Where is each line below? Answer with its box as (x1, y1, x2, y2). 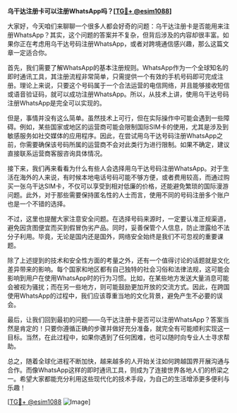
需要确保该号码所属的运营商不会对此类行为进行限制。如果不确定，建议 (25, 141, 230, 149)
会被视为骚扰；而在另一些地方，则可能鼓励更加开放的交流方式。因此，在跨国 (7, 283, 230, 291)
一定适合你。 (13, 49, 51, 57)
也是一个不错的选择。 (7, 199, 69, 208)
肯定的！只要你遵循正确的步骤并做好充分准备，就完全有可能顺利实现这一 (19, 325, 230, 332)
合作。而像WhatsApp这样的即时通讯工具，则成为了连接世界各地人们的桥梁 (7, 366, 224, 374)
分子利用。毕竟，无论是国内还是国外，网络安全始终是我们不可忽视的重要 (7, 233, 217, 240)
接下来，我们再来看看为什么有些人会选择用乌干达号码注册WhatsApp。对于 (7, 164, 224, 173)
